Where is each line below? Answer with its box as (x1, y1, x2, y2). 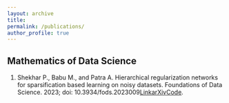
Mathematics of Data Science (7, 55, 137, 66)
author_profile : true (7, 29, 70, 37)
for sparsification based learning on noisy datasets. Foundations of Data (17, 81, 223, 89)
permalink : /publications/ (7, 23, 85, 30)
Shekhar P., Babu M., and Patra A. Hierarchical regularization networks (17, 73, 219, 82)
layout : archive (7, 10, 54, 17)
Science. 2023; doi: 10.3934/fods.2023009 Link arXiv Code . (17, 88, 184, 97)
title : (7, 17, 26, 24)
